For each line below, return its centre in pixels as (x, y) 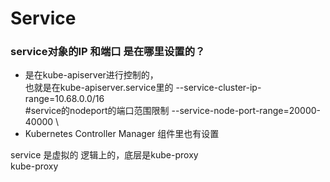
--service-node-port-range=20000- (246, 111)
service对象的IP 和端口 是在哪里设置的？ (108, 52)
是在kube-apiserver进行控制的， (91, 75)
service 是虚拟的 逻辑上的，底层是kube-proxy (104, 155)
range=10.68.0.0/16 (64, 99)
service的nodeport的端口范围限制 (100, 111)
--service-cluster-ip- (218, 88)
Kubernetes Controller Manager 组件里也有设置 (122, 134)
